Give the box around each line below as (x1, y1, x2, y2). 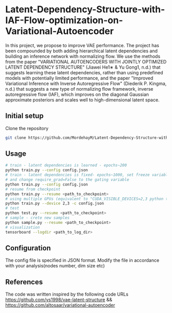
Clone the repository (5, 125, 49, 131)
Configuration (5, 243, 51, 252)
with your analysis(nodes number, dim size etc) (5, 263, 105, 269)
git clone (5, 135, 27, 140)
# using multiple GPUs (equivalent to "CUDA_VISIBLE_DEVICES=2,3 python (5, 196, 164, 201)
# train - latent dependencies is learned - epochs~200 (5, 163, 127, 168)
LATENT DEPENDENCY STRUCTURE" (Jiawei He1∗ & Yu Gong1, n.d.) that (5, 64, 161, 70)
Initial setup (5, 112, 44, 120)
